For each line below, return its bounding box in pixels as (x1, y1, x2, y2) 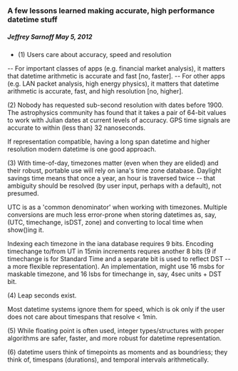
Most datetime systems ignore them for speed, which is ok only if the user (7, 305, 225, 313)
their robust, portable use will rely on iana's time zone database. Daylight (7, 166, 222, 175)
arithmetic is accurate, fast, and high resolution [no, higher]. (7, 86, 184, 95)
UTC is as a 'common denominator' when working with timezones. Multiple (7, 203, 228, 211)
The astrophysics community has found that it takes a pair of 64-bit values (7, 108, 227, 116)
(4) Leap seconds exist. (7, 291, 77, 300)
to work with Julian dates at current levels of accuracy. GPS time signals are (7, 116, 231, 124)
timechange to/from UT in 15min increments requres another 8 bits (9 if (7, 247, 217, 255)
